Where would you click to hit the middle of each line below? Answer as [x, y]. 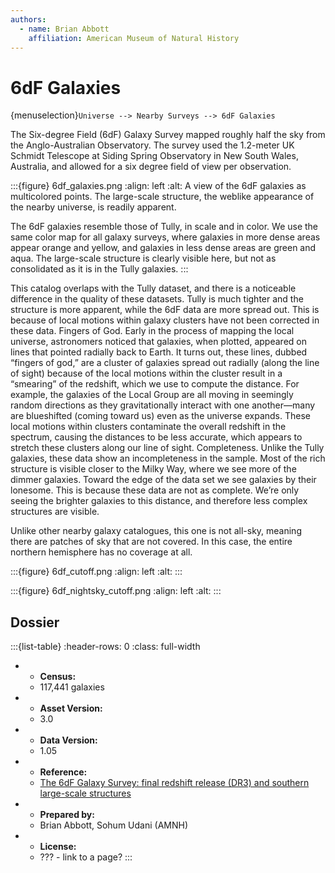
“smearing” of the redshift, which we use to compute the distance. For [155, 384]
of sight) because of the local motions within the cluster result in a [146, 373]
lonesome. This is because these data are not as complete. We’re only [155, 490]
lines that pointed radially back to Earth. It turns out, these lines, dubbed [159, 352]
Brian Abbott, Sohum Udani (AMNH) [114, 825]
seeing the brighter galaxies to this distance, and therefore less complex [159, 501]
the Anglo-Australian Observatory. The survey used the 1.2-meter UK [152, 145]
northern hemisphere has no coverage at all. [101, 552]
